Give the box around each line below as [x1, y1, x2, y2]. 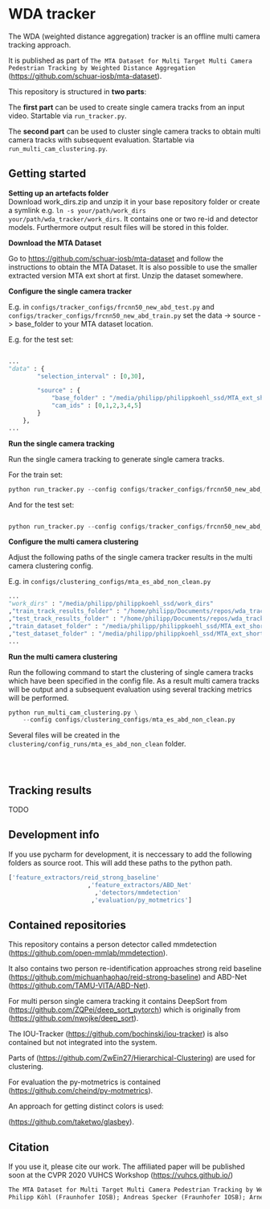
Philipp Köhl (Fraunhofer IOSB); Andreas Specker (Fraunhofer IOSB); [8, 1193, 247, 1201]
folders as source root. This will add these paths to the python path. [8, 857, 233, 867]
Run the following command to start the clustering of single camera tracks [8, 667, 254, 676]
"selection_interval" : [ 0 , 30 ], [37, 372, 146, 380]
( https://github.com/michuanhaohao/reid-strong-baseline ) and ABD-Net [8, 973, 247, 982]
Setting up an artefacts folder [8, 188, 109, 198]
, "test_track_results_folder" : [8, 615, 117, 623]
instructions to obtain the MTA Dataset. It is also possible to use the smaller [8, 262, 258, 272]
